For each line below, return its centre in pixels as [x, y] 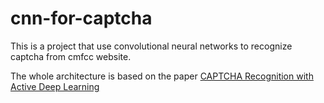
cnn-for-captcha [81, 18]
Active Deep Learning [55, 86]
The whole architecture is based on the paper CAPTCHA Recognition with [162, 76]
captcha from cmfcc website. [71, 56]
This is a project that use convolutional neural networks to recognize [151, 46]
